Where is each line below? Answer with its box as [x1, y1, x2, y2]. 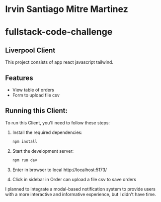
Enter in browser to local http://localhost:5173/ [12, 167, 107, 173]
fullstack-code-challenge [5, 26, 113, 38]
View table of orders [12, 87, 55, 93]
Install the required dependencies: [12, 129, 83, 135]
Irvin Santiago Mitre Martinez [5, 3, 128, 15]
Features [5, 74, 33, 82]
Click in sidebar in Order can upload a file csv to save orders [12, 176, 137, 182]
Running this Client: [5, 106, 68, 115]
